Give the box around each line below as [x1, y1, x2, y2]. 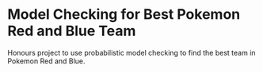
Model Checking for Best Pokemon [7, 5, 241, 23]
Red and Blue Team [7, 22, 136, 40]
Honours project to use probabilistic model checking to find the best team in [7, 48, 256, 57]
